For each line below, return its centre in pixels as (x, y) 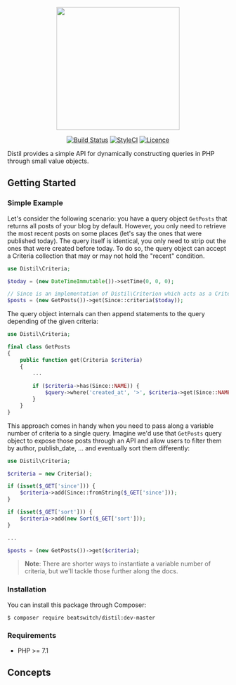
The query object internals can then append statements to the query (106, 314)
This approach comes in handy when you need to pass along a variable (111, 426)
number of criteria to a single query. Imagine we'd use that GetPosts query (115, 433)
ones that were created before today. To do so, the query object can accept (117, 248)
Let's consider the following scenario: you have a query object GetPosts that (117, 218)
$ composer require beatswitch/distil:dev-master (81, 618)
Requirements (32, 635)
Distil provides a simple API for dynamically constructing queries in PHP (111, 154)
